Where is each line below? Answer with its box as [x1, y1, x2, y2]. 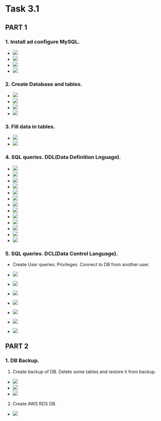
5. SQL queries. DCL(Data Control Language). [5, 250, 118, 257]
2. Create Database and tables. [5, 80, 83, 88]
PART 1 [5, 23, 28, 32]
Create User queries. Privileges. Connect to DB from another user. [12, 262, 150, 268]
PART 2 [5, 342, 29, 351]
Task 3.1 [5, 3, 39, 15]
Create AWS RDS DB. [12, 400, 57, 406]
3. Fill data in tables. [5, 123, 55, 130]
